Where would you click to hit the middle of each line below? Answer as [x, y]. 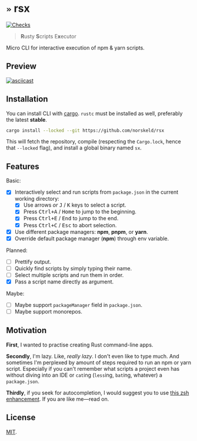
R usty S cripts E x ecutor [48, 36]
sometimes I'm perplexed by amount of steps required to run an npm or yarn [99, 362]
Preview [21, 66]
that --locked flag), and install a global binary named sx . [74, 148]
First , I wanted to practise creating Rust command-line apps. [80, 345]
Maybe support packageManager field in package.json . [79, 305]
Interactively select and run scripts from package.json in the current [96, 192]
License [21, 418]
